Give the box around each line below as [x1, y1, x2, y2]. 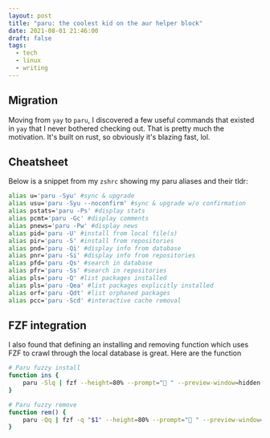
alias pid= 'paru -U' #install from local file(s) [8, 229, 178, 237]
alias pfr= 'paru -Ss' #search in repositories [8, 266, 167, 275]
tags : [8, 42, 27, 50]
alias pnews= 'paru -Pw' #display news [8, 221, 138, 229]
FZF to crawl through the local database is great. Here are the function [8, 348, 242, 358]
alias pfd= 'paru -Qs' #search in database [8, 259, 153, 267]
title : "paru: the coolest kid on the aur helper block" [8, 19, 203, 27]
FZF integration [8, 318, 87, 332]
